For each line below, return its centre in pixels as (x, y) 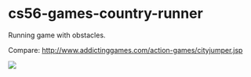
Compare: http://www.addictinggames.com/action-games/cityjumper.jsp (125, 50)
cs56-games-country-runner (106, 14)
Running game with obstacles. (57, 35)
